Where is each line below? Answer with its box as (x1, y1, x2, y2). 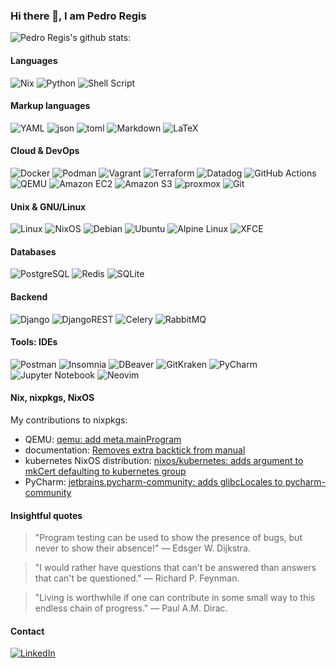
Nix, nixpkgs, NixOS (10, 392, 95, 404)
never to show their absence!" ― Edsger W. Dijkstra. (34, 542, 251, 554)
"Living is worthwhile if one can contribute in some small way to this (34, 592, 316, 604)
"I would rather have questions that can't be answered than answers (34, 562, 317, 574)
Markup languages (10, 100, 91, 112)
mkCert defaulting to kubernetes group (24, 465, 187, 477)
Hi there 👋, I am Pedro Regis (10, 9, 147, 23)
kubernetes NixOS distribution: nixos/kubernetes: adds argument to (24, 454, 304, 466)
